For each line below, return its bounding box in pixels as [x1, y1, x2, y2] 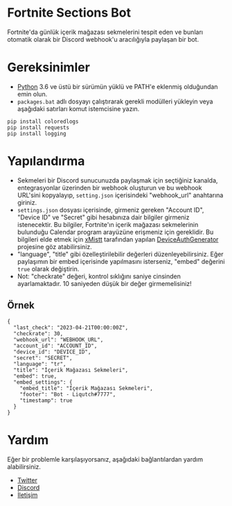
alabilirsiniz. [7, 462, 42, 471]
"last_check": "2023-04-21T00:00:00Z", [13, 324, 129, 331]
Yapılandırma [7, 153, 85, 169]
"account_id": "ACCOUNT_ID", [13, 342, 98, 349]
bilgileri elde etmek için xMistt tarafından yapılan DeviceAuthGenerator [17, 235, 219, 244]
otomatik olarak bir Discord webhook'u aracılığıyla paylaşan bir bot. [7, 35, 199, 43]
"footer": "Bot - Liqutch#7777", [19, 391, 116, 398]
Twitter [17, 475, 38, 484]
